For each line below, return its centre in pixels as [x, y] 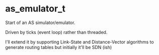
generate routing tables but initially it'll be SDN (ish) [59, 47]
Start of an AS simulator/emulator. [40, 22]
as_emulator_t [35, 9]
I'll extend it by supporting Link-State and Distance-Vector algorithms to [80, 42]
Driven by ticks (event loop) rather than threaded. [56, 32]
